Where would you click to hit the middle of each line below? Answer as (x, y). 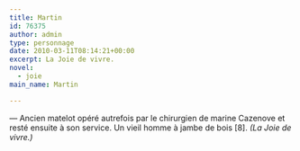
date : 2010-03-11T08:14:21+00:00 (72, 51)
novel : (22, 68)
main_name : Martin (44, 84)
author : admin (36, 34)
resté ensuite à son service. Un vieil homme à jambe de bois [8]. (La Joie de (150, 128)
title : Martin (36, 18)
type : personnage (42, 43)
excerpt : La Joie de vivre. (62, 59)
